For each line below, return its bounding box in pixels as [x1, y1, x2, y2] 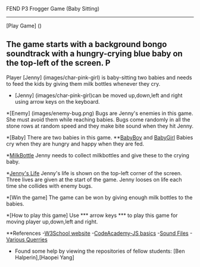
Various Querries [6, 235, 48, 243]
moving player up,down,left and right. [6, 218, 98, 225]
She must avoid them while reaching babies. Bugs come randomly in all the [6, 116, 190, 123]
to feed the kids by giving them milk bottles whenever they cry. [6, 80, 161, 87]
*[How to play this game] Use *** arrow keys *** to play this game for [6, 212, 178, 219]
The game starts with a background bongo [6, 39, 167, 49]
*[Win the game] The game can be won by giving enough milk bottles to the [6, 194, 193, 201]
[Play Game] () [6, 22, 42, 29]
